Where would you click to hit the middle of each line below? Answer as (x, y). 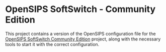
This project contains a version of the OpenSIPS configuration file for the (80, 33)
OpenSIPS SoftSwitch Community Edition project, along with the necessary (83, 39)
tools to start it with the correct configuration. (52, 44)
